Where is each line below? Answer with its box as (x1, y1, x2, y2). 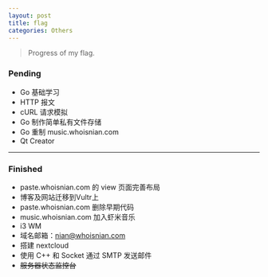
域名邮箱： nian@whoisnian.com (19, 230, 126, 240)
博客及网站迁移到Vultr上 (19, 192, 100, 201)
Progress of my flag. (27, 49, 96, 58)
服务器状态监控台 (19, 260, 77, 270)
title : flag (8, 19, 48, 27)
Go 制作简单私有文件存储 (19, 117, 102, 127)
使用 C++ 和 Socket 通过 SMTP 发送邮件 (19, 250, 152, 259)
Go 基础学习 (19, 87, 60, 96)
